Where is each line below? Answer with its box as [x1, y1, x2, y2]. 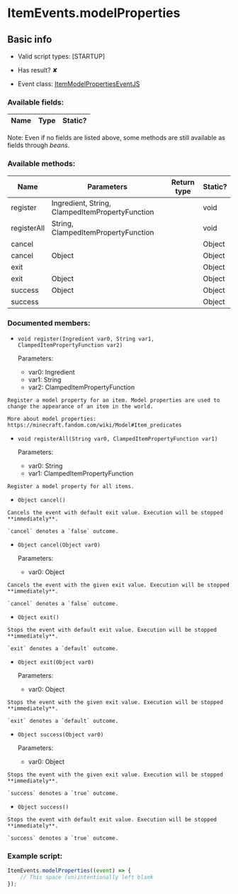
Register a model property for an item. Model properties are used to [7, 397, 220, 404]
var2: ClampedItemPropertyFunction [28, 382, 135, 392]
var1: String [28, 375, 62, 384]
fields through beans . [7, 141, 70, 150]
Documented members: [7, 318, 91, 328]
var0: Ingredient [28, 367, 76, 376]
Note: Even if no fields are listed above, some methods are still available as [7, 134, 225, 142]
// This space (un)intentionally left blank [20, 874, 154, 881]
